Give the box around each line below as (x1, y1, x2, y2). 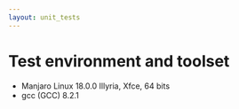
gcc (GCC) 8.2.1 (20, 90, 79, 100)
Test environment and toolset (8, 51, 230, 71)
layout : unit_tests (8, 12, 81, 22)
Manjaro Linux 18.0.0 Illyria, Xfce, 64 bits (20, 81, 171, 91)
